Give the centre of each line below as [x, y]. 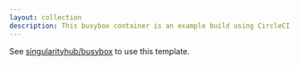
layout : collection [46, 17]
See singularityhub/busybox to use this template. [100, 51]
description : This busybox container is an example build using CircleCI [150, 26]
